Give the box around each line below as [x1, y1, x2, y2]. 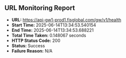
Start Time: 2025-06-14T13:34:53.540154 [11, 22, 96, 28]
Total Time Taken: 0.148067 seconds [11, 32, 86, 38]
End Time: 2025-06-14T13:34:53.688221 [11, 27, 94, 33]
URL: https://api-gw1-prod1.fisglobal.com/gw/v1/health [11, 17, 122, 22]
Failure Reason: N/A [11, 48, 53, 54]
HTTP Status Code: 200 [11, 38, 61, 43]
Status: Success [11, 42, 45, 48]
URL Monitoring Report [4, 4, 76, 12]
